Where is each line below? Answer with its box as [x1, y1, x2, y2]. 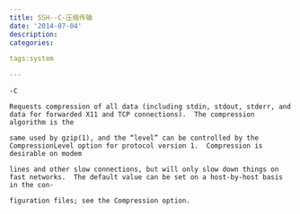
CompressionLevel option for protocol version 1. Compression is [9, 141, 263, 150]
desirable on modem [9, 150, 83, 158]
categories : [9, 38, 54, 47]
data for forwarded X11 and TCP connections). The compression [9, 110, 255, 119]
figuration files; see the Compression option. [9, 196, 191, 206]
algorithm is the [9, 118, 75, 127]
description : [9, 30, 58, 39]
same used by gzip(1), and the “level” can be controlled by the [9, 133, 259, 143]
